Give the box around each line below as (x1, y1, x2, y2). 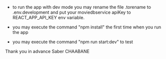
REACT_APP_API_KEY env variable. (12, 15, 85, 20)
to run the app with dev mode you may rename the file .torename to (12, 4, 151, 10)
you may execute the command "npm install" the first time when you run (12, 24, 161, 30)
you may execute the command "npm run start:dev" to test (12, 39, 133, 45)
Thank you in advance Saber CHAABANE (5, 49, 90, 54)
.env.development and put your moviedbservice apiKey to (12, 9, 131, 15)
